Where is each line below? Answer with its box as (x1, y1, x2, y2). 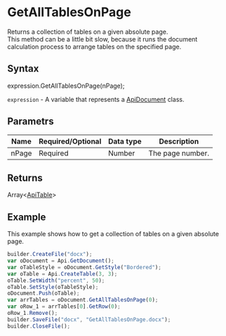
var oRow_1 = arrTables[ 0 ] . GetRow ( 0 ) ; (7, 303, 121, 310)
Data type (107, 136, 142, 146)
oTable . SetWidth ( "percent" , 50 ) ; (7, 277, 105, 284)
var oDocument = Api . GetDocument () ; (7, 257, 114, 264)
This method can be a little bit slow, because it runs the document (7, 34, 198, 43)
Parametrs (7, 115, 54, 127)
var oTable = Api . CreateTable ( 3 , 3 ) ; (7, 270, 118, 278)
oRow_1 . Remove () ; (7, 310, 58, 317)
